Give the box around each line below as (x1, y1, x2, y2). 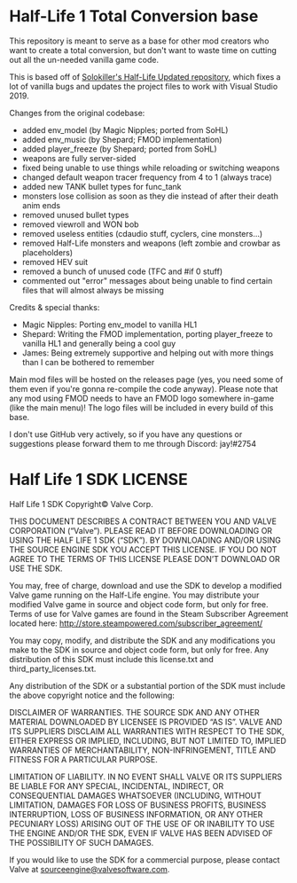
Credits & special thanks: (9, 301, 100, 312)
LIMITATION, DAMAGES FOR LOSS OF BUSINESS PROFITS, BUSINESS (9, 800, 267, 810)
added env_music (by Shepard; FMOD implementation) (21, 134, 223, 145)
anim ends (21, 199, 60, 210)
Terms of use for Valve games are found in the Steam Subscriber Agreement (9, 608, 289, 619)
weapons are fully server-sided (21, 152, 137, 163)
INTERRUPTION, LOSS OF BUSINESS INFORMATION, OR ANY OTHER (9, 809, 263, 819)
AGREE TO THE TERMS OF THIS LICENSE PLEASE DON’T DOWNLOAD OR (9, 553, 281, 564)
